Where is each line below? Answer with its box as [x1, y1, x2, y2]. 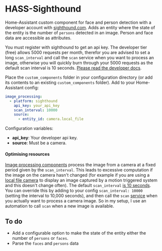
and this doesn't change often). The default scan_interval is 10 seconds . [5, 183, 151, 188]
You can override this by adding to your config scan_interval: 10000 [5, 188, 143, 194]
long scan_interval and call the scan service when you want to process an [5, 54, 154, 60]
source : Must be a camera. [12, 140, 67, 146]
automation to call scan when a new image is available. [5, 203, 114, 209]
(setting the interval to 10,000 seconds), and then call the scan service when [5, 193, 158, 199]
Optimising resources [5, 151, 50, 157]
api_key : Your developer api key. [12, 135, 78, 141]
